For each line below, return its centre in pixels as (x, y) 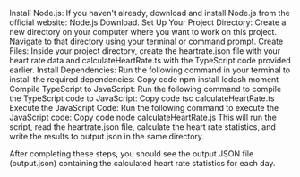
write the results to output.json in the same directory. (107, 136)
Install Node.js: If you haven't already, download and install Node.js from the (150, 13)
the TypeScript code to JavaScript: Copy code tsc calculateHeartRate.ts (142, 98)
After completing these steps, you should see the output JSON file (132, 154)
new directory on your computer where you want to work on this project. (143, 32)
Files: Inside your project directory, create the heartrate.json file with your (145, 51)
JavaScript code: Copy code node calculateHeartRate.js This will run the (143, 117)
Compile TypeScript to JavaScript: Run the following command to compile (146, 89)
